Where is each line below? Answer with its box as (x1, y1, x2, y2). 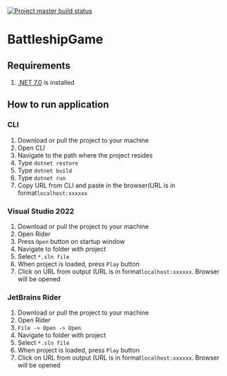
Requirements (7, 59, 70, 71)
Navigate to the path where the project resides (17, 151, 153, 159)
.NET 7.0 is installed (17, 78, 75, 86)
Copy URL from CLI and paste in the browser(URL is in (17, 181, 176, 189)
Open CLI (17, 143, 46, 152)
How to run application (7, 99, 109, 111)
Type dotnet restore (17, 158, 79, 167)
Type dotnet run (17, 173, 66, 182)
